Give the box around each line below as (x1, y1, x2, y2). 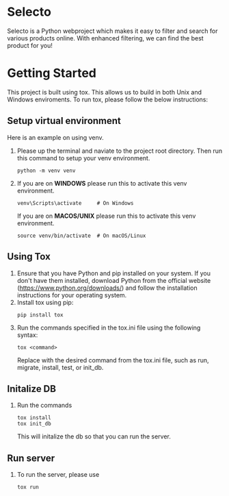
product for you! (7, 41, 53, 49)
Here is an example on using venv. (7, 133, 104, 141)
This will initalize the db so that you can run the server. (16, 432, 171, 441)
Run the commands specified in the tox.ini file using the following (16, 323, 201, 332)
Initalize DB (7, 383, 57, 395)
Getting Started (7, 66, 97, 81)
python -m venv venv (16, 167, 76, 174)
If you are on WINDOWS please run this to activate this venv (16, 179, 187, 187)
